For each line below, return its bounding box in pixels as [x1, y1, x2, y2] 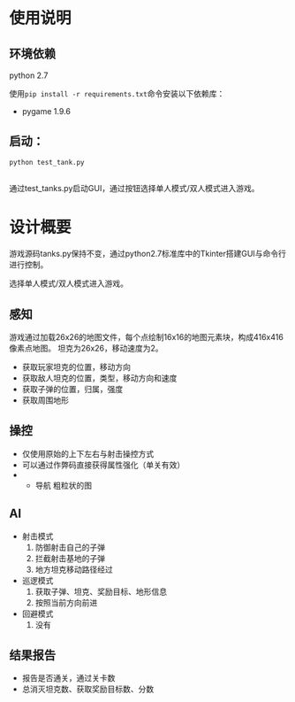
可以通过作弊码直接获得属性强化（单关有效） [21, 459, 185, 470]
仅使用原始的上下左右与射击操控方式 [21, 448, 155, 459]
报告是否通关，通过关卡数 [21, 673, 116, 683]
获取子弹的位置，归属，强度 [21, 383, 124, 394]
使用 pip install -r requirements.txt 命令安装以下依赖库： [9, 89, 225, 98]
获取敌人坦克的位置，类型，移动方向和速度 [21, 373, 178, 383]
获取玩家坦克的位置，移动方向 [21, 361, 131, 372]
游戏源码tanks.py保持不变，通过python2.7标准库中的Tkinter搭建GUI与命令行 [9, 249, 287, 259]
